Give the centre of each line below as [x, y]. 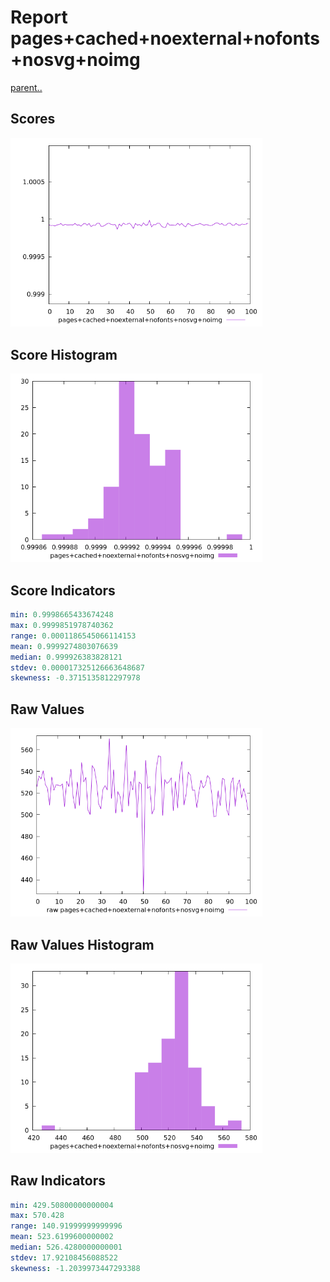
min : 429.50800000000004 [62, 1205]
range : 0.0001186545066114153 [73, 636]
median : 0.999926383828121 [66, 657]
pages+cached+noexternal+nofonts [165, 38]
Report [39, 17]
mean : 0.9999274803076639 [64, 646]
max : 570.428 [37, 1216]
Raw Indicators [58, 1181]
